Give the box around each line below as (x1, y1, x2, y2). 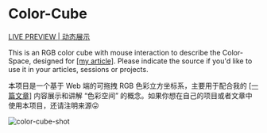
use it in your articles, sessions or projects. (8, 64, 149, 74)
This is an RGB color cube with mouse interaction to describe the (8, 47, 221, 57)
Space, (8, 56, 32, 66)
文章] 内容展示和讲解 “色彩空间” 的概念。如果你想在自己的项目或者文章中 (14, 90, 253, 100)
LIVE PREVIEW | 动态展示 (8, 32, 91, 41)
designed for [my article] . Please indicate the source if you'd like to (33, 56, 253, 66)
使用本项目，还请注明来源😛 (8, 101, 99, 110)
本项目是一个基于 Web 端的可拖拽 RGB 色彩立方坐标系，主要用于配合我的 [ (8, 81, 252, 90)
